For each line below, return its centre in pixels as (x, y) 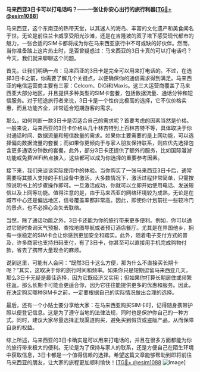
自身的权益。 (22, 327)
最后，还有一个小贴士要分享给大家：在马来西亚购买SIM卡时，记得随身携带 (97, 305)
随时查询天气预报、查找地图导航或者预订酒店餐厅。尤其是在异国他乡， (102, 228)
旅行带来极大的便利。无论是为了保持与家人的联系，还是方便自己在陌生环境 (102, 347)
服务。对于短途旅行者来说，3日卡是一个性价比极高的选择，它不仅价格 (96, 100)
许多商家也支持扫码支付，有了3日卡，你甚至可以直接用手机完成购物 (99, 243)
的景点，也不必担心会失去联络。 (45, 207)
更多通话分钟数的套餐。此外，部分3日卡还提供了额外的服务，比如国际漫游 (101, 150)
